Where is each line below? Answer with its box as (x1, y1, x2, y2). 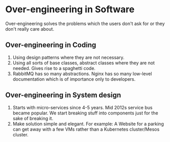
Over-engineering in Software (5, 4, 135, 15)
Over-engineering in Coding (5, 41, 96, 50)
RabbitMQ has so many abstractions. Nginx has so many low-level (12, 70, 152, 77)
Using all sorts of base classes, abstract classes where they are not (12, 60, 155, 66)
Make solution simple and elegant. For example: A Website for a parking (12, 121, 164, 127)
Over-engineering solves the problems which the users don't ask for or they (5, 20, 165, 27)
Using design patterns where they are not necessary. (12, 54, 125, 60)
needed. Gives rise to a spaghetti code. (12, 65, 96, 71)
